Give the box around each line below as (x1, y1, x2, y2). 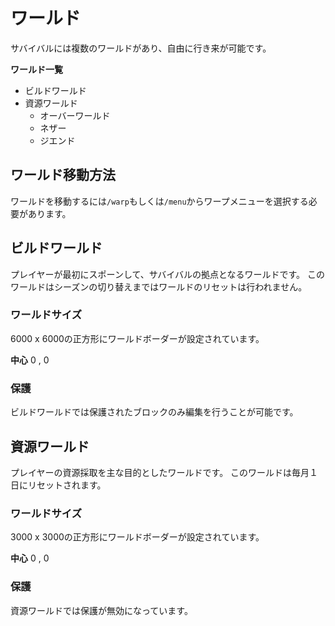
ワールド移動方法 (10, 167, 116, 184)
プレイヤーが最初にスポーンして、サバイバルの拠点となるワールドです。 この (10, 268, 326, 280)
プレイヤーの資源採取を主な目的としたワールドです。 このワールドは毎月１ (10, 466, 319, 478)
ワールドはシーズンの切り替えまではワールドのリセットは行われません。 (10, 280, 308, 293)
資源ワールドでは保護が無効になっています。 (10, 604, 193, 616)
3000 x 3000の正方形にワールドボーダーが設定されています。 (10, 531, 265, 543)
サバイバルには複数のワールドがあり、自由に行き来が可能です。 (10, 42, 272, 54)
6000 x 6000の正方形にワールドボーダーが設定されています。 (10, 332, 265, 344)
